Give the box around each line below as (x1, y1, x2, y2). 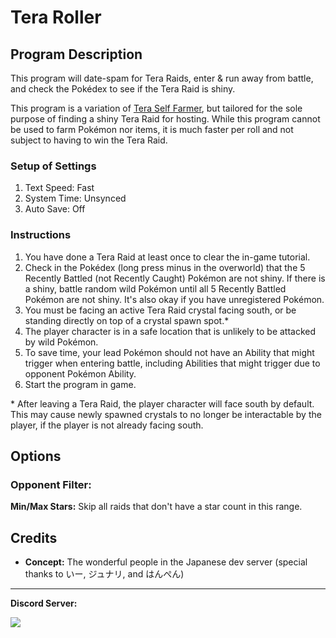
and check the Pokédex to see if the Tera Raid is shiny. (10, 83, 236, 95)
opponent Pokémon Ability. (24, 367, 137, 380)
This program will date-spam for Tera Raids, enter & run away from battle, (10, 72, 314, 84)
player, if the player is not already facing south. (10, 419, 204, 431)
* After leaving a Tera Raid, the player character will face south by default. (10, 397, 315, 410)
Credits (10, 529, 58, 546)
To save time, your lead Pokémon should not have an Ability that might (24, 346, 315, 358)
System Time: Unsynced (24, 192, 127, 205)
